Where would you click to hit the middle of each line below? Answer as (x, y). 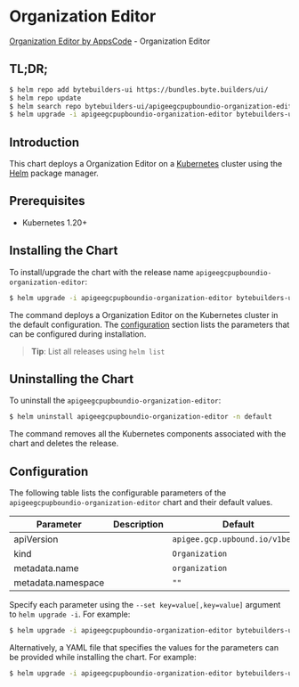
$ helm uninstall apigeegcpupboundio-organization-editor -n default (141, 417)
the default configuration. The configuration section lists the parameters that (149, 324)
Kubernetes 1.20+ (54, 222)
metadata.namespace (59, 583)
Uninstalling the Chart (72, 379)
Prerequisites (47, 201)
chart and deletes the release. (64, 444)
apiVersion (36, 539)
